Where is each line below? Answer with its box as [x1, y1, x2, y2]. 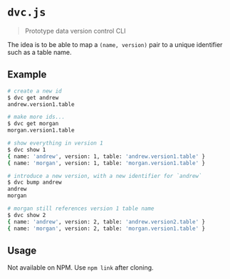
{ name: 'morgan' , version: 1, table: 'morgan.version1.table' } [7, 159, 205, 167]
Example [7, 68, 47, 80]
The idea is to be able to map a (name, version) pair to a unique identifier [7, 40, 223, 48]
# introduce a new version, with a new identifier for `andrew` [7, 172, 202, 179]
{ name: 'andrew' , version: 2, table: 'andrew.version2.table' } [7, 218, 205, 226]
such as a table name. [7, 48, 73, 56]
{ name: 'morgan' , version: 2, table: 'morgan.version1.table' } [7, 225, 205, 232]
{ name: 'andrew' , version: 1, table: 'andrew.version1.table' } [7, 152, 205, 160]
